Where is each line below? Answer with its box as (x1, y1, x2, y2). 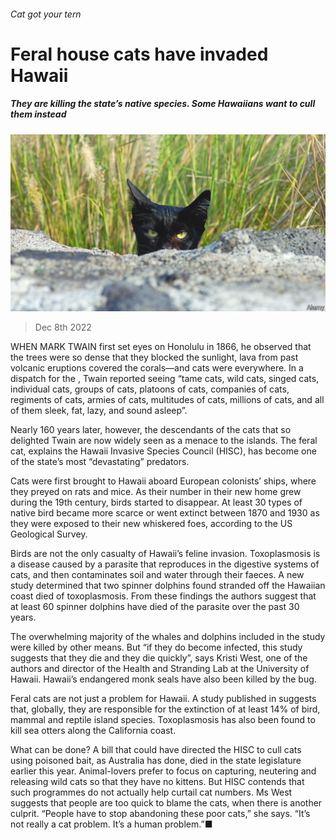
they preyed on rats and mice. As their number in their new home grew (10, 486, 302, 498)
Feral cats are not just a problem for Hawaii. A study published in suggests (10, 693, 317, 705)
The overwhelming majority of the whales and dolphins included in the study (10, 631, 326, 643)
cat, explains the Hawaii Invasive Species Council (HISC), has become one (10, 445, 317, 457)
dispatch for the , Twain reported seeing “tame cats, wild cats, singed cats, (10, 373, 320, 385)
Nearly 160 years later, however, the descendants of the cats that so (10, 424, 292, 436)
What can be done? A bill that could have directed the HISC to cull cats (10, 744, 302, 756)
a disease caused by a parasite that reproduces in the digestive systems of (10, 558, 320, 570)
